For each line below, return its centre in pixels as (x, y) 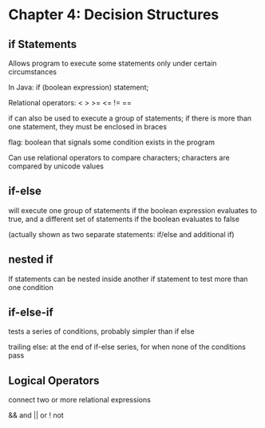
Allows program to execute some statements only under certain (113, 63)
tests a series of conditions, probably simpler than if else (101, 331)
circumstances (33, 72)
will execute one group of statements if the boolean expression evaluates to (133, 210)
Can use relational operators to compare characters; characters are (119, 158)
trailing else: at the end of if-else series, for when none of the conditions (127, 347)
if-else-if (31, 313)
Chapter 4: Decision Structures (114, 15)
